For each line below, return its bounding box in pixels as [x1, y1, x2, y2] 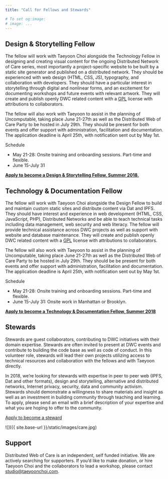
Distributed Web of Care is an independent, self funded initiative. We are [5, 452, 155, 458]
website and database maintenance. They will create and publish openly [5, 232, 154, 238]
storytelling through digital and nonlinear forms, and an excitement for [5, 85, 150, 91]
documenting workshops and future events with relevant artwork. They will [5, 90, 160, 97]
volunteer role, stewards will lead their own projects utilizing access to [5, 352, 150, 358]
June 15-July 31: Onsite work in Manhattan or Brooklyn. [12, 299, 127, 305]
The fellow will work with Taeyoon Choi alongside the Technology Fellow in [5, 53, 160, 59]
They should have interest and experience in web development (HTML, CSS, [5, 211, 163, 217]
